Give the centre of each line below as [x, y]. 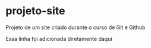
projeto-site [35, 11]
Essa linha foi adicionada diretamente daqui [59, 39]
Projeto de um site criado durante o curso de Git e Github [75, 27]
